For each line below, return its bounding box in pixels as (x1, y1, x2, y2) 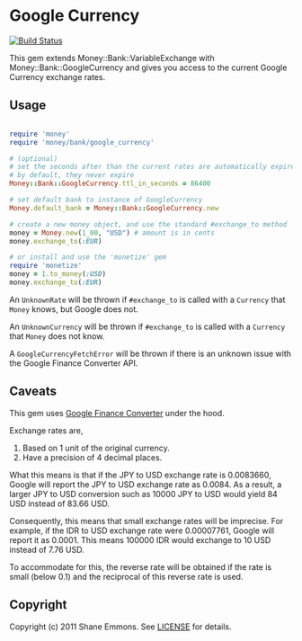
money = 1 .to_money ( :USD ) (9, 270, 106, 279)
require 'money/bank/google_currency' (9, 138, 155, 147)
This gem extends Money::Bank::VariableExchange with (9, 52, 215, 63)
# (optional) (9, 154, 58, 163)
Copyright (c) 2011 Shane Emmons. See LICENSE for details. (9, 621, 232, 632)
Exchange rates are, (9, 424, 84, 436)
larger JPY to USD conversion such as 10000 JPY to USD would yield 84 (9, 488, 279, 499)
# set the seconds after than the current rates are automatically (9, 163, 268, 172)
